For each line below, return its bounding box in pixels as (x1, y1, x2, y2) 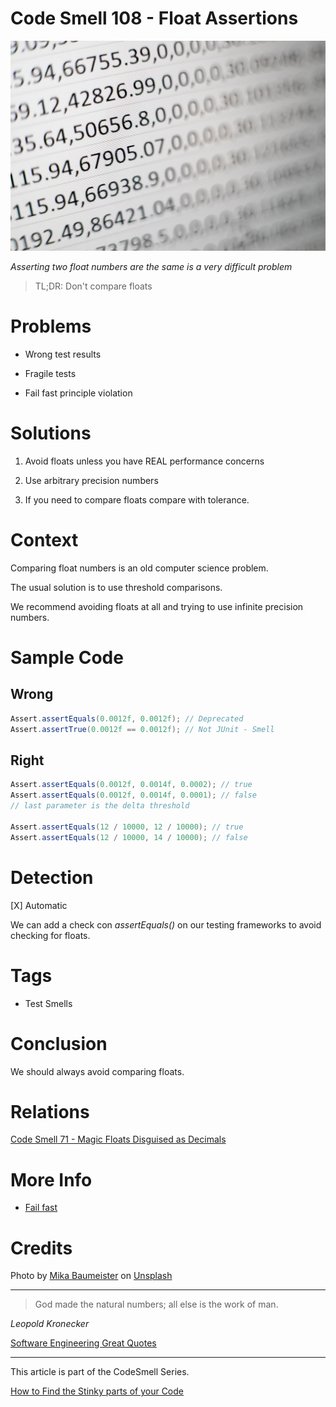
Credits (10, 1237, 73, 1259)
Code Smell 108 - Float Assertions (10, 7, 299, 30)
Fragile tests (24, 368, 77, 380)
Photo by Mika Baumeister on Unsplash (10, 1270, 173, 1282)
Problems (10, 315, 92, 338)
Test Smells (24, 997, 73, 1009)
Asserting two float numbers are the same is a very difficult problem (10, 261, 293, 273)
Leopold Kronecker (10, 1318, 90, 1330)
